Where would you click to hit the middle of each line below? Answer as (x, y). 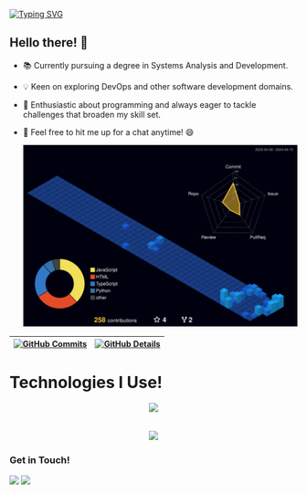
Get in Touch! (40, 460)
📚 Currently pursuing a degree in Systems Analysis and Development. (155, 65)
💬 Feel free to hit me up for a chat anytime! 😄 (108, 131)
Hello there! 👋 (49, 42)
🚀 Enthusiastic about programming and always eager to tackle (139, 104)
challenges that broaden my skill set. (92, 114)
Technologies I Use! (86, 383)
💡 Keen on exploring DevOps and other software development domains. (158, 86)
